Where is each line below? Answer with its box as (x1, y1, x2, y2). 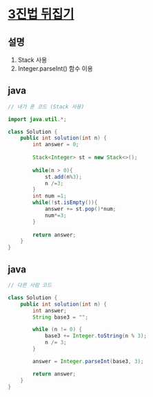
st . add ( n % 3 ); (44, 173, 82, 180)
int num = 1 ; (32, 193, 68, 200)
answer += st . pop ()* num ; (44, 206, 116, 213)
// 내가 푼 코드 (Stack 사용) (8, 103, 85, 110)
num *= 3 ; (44, 212, 68, 219)
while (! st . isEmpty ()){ (32, 199, 98, 206)
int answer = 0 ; (32, 141, 79, 148)
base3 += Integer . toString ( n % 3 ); (44, 333, 147, 339)
